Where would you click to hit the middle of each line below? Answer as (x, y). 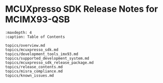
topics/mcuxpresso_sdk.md (32, 50)
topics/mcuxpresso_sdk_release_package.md (49, 62)
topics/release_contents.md (34, 67)
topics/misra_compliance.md (34, 71)
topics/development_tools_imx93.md (42, 54)
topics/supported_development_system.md (47, 58)
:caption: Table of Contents (35, 37)
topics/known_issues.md (30, 75)
